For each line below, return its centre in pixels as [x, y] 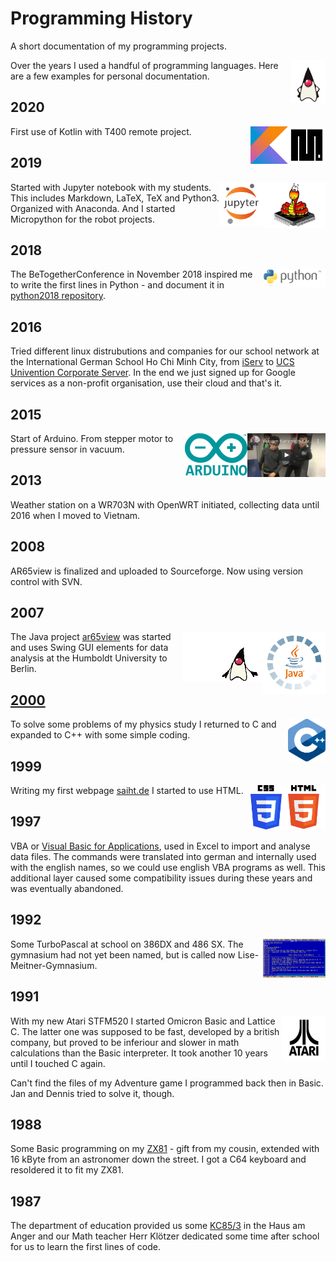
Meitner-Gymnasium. [54, 965]
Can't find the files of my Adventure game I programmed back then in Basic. [167, 1083]
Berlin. [23, 669]
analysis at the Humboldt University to [89, 658]
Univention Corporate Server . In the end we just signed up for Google [153, 373]
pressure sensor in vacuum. [67, 449]
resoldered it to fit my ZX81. [67, 1170]
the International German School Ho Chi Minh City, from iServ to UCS [152, 362]
